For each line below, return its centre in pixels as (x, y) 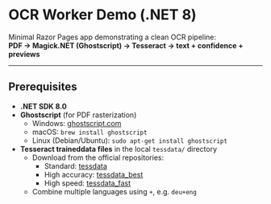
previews (24, 54)
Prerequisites (43, 87)
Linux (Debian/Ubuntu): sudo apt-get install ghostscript (130, 140)
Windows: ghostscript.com (77, 123)
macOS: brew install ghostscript (90, 132)
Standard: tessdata (75, 165)
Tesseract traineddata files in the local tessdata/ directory (119, 149)
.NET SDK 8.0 (43, 106)
